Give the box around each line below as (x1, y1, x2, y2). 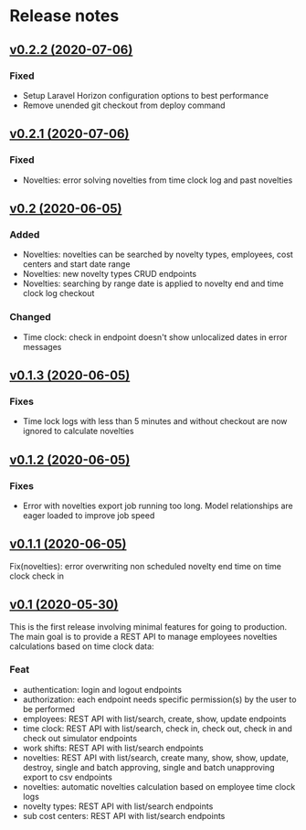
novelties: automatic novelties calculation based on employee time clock (22, 781, 296, 792)
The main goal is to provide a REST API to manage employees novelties (9, 631, 278, 642)
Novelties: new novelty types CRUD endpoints (22, 269, 197, 280)
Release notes (9, 5, 120, 27)
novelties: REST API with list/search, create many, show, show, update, (22, 751, 290, 763)
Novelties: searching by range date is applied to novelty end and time (22, 278, 284, 289)
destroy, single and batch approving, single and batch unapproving (22, 761, 275, 772)
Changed (9, 311, 52, 324)
